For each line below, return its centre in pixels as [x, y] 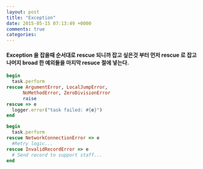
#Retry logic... [32, 143]
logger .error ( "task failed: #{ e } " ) [57, 110]
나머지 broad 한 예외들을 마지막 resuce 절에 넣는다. [68, 62]
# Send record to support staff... [57, 155]
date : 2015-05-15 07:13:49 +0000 [49, 23]
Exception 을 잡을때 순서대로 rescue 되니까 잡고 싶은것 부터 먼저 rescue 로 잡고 [102, 55]
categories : [21, 35]
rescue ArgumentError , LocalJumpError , [57, 87]
